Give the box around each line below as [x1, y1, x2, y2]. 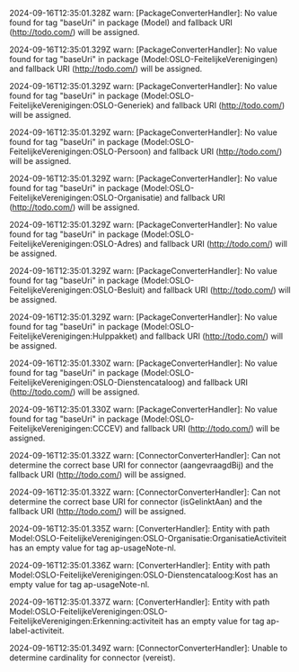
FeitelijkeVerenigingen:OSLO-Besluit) [9, 285, 145, 295]
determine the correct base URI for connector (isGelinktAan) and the [9, 496, 263, 507]
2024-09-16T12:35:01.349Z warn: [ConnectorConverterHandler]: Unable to [9, 643, 288, 653]
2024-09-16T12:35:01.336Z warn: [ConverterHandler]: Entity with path [9, 560, 271, 570]
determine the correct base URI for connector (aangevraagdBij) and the [9, 459, 274, 470]
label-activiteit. [9, 625, 65, 636]
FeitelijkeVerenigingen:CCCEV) [9, 423, 123, 433]
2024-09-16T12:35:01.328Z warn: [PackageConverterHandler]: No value [9, 8, 278, 18]
